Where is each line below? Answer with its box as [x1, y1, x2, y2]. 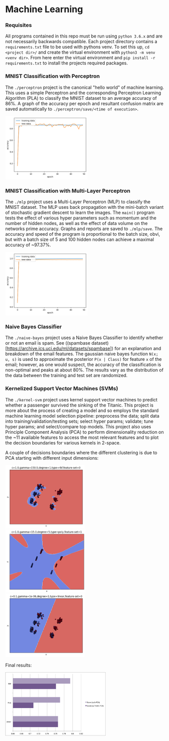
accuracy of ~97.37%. [5, 242, 52, 248]
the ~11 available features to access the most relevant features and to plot [5, 434, 159, 440]
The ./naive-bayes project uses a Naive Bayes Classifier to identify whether [5, 335, 163, 341]
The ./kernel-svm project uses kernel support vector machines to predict [5, 396, 158, 402]
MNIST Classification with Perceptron [5, 72, 100, 80]
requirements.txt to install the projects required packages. [5, 60, 128, 66]
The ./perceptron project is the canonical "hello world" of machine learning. [5, 84, 164, 90]
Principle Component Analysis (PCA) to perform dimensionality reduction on [5, 429, 164, 435]
